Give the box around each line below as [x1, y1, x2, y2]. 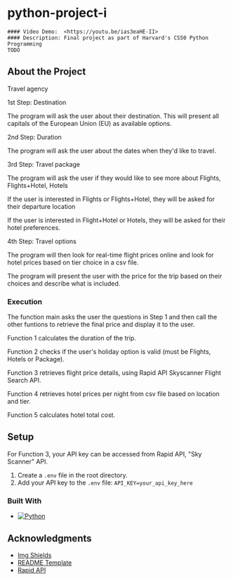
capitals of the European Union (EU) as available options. [7, 119, 172, 127]
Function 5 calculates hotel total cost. [7, 411, 116, 419]
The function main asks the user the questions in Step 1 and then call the [7, 313, 218, 321]
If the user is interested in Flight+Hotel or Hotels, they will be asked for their [7, 216, 226, 224]
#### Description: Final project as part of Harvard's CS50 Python [7, 34, 209, 41]
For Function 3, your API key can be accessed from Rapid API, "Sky [7, 449, 202, 458]
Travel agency [7, 84, 48, 93]
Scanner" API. [7, 457, 48, 466]
